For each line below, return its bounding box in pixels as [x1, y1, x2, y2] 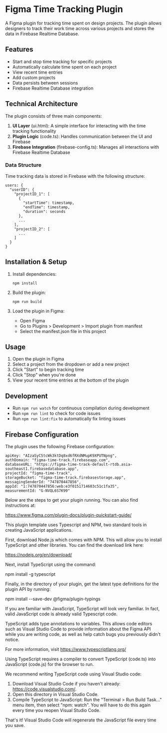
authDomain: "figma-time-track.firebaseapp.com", [5, 458, 111, 463]
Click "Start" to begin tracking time [12, 366, 84, 373]
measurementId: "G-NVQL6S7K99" [5, 488, 70, 494]
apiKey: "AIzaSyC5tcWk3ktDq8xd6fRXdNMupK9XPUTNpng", [5, 453, 117, 459]
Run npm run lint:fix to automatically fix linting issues [12, 416, 126, 422]
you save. [5, 722, 25, 728]
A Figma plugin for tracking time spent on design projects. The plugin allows [5, 20, 162, 26]
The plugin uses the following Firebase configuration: [5, 444, 115, 450]
